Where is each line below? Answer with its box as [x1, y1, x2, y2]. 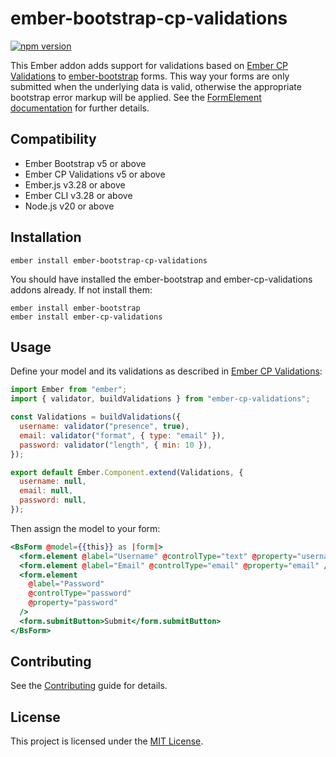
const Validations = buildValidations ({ [10, 412, 182, 422]
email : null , [19, 486, 74, 496]
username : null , [19, 477, 87, 487]
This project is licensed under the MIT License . [10, 735, 204, 747]
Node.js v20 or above [24, 200, 115, 212]
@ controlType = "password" [28, 588, 132, 599]
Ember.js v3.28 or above [24, 178, 126, 191]
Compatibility [10, 131, 97, 148]
